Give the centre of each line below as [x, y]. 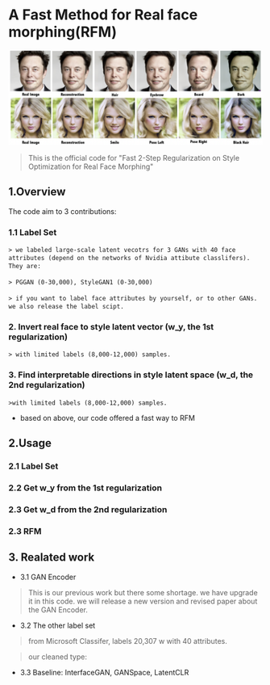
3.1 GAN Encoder [48, 577]
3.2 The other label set [58, 625]
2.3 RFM [25, 531]
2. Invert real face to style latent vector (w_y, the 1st [111, 326]
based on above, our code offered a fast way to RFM [108, 418]
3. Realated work [52, 558]
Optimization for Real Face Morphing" [91, 166]
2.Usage [30, 443]
